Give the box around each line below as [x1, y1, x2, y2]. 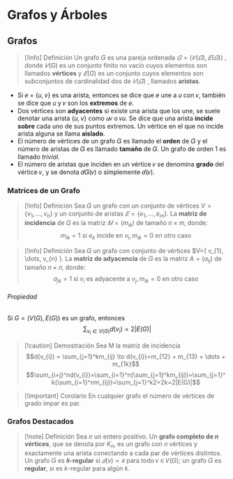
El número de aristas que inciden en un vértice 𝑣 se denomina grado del [17, 160, 225, 168]
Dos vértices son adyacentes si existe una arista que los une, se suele [17, 107, 221, 115]
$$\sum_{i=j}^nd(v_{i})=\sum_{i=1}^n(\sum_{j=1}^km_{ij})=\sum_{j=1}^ [26, 371, 226, 379]
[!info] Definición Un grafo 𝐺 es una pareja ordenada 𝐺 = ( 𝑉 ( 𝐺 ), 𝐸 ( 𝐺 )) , [24, 53, 227, 62]
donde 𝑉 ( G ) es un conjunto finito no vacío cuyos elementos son [24, 62, 207, 69]
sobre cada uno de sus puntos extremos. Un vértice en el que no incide [17, 122, 224, 130]
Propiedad [7, 292, 38, 301]
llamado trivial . [17, 152, 61, 161]
